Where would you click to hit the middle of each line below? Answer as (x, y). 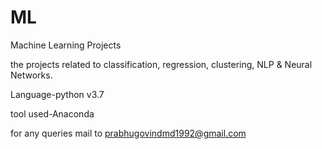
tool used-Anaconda (52, 113)
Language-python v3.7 (57, 94)
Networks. (31, 75)
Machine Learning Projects (66, 45)
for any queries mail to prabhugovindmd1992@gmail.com (128, 133)
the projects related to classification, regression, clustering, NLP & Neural (161, 64)
